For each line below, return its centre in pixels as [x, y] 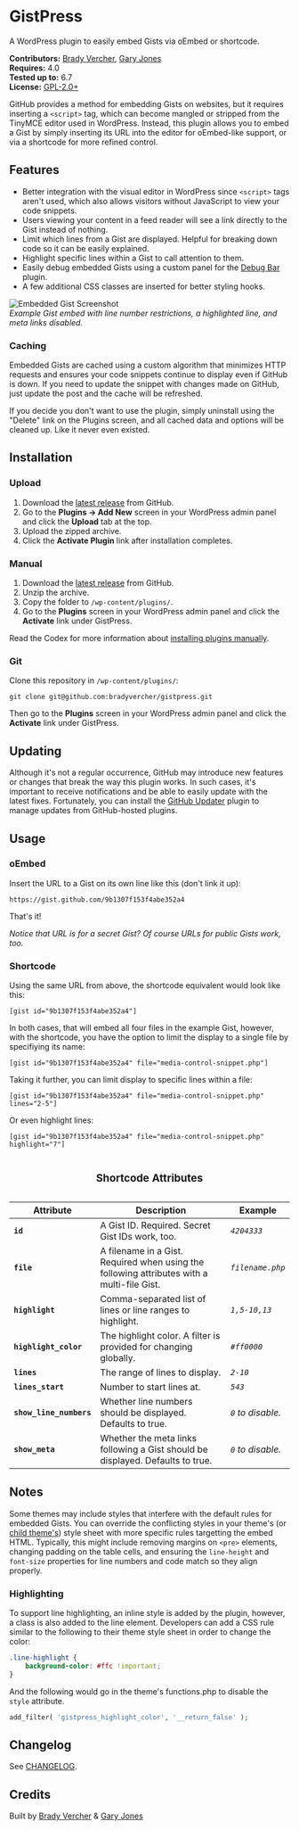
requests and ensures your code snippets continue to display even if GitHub [149, 375]
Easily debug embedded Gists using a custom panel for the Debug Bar [151, 267]
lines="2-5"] [33, 1104]
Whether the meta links [149, 1438]
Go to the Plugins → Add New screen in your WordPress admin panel [149, 512]
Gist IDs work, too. [138, 1237]
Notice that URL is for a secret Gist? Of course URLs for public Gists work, [145, 933]
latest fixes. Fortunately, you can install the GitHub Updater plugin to [134, 801]
